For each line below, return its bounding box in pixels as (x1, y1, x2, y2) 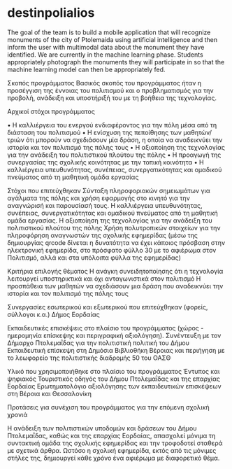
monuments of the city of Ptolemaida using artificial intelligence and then (7, 35, 218, 43)
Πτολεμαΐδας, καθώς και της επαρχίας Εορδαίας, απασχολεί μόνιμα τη (7, 431, 216, 440)
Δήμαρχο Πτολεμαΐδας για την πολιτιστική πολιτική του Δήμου (7, 338, 190, 347)
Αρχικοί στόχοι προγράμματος (7, 107, 96, 115)
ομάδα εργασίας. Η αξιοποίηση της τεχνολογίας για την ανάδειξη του (7, 216, 212, 225)
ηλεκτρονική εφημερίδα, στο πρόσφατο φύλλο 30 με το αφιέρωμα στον (7, 246, 217, 254)
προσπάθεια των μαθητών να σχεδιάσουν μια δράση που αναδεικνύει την (7, 281, 224, 290)
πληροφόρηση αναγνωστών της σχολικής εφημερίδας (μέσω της (7, 231, 198, 239)
